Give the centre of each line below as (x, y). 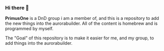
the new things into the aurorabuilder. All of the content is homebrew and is (81, 23)
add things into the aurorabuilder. (39, 43)
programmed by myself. (29, 29)
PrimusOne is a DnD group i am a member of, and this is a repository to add (82, 18)
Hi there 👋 (17, 8)
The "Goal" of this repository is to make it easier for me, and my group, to (80, 38)
